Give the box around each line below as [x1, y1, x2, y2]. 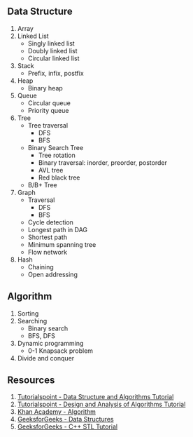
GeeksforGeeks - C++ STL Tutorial [17, 422, 117, 431]
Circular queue [27, 98, 71, 107]
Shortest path [27, 233, 68, 241]
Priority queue [27, 106, 69, 114]
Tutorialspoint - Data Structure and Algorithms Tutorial [17, 393, 174, 401]
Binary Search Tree [27, 143, 84, 152]
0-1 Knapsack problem [27, 347, 93, 355]
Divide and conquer [17, 354, 75, 362]
